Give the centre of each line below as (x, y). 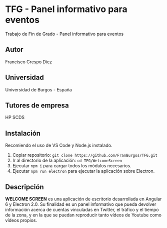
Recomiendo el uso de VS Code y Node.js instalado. (59, 145)
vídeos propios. (21, 220)
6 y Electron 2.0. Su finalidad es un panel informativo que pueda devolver (81, 204)
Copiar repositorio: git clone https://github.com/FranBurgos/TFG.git (85, 155)
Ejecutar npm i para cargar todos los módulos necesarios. (72, 166)
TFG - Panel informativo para (66, 9)
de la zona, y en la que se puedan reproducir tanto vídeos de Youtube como (83, 215)
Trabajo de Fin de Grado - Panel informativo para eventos (64, 34)
